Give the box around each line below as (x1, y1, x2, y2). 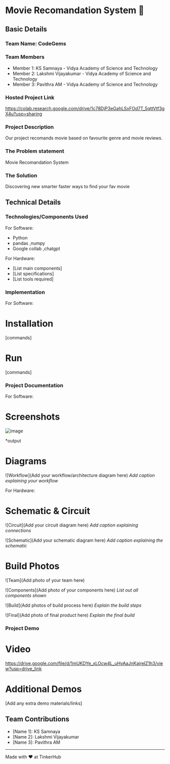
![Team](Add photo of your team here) (5, 577, 85, 583)
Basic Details (5, 25, 47, 33)
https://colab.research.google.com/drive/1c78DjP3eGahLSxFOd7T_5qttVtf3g (5, 106, 165, 112)
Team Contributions (5, 715, 70, 723)
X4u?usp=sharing (5, 111, 42, 117)
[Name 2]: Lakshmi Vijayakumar (12, 734, 79, 740)
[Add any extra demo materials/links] (5, 700, 82, 706)
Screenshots (5, 411, 60, 423)
